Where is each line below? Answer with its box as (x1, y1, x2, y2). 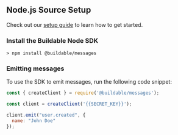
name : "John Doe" (12, 118, 56, 124)
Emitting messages (6, 64, 65, 73)
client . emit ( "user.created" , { (6, 112, 86, 119)
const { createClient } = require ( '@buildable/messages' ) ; (6, 90, 160, 97)
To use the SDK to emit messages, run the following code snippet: (6, 78, 173, 86)
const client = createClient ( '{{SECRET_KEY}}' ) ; (6, 101, 132, 108)
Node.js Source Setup (6, 5, 91, 15)
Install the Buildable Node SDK (6, 36, 99, 45)
